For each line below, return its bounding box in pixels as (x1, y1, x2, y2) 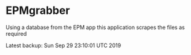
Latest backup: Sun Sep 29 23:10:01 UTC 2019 (5, 42, 121, 49)
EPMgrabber (5, 4, 70, 18)
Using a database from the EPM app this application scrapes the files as (5, 24, 185, 31)
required (5, 30, 27, 37)
